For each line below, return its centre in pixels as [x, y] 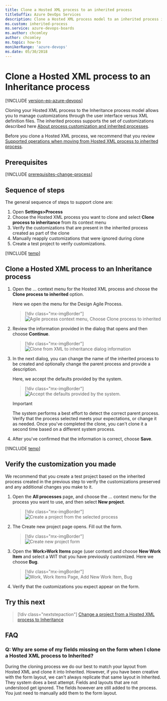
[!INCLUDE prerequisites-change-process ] [49, 174]
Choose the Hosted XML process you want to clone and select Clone [83, 217]
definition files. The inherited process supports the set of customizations [80, 121]
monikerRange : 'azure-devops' [37, 47]
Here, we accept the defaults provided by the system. [67, 379]
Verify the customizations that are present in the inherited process [80, 228]
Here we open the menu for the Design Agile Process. [67, 304]
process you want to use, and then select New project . [69, 502]
